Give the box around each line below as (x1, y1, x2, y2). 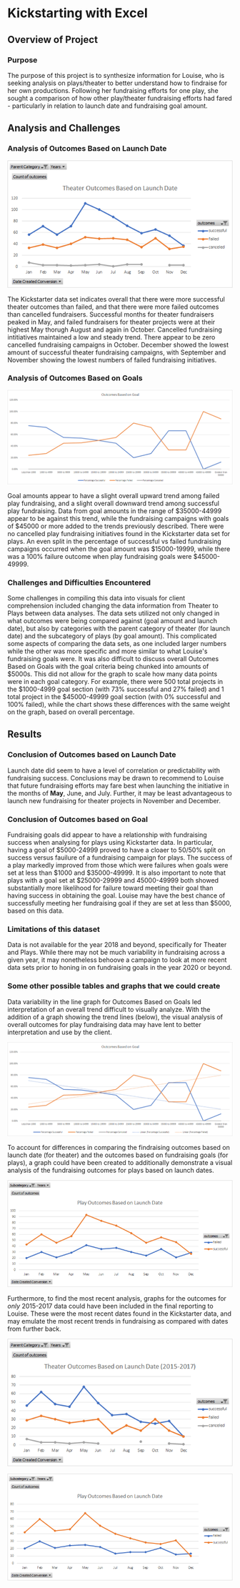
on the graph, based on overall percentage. (7, 708, 135, 716)
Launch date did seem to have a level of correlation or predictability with (7, 766, 220, 775)
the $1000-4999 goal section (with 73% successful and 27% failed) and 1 (7, 685, 224, 693)
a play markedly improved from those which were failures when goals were (7, 860, 229, 869)
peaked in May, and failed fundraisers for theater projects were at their (7, 317, 216, 326)
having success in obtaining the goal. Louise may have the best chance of (7, 891, 226, 900)
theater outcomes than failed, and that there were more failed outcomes (7, 302, 219, 311)
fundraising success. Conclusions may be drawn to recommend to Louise (7, 773, 224, 782)
